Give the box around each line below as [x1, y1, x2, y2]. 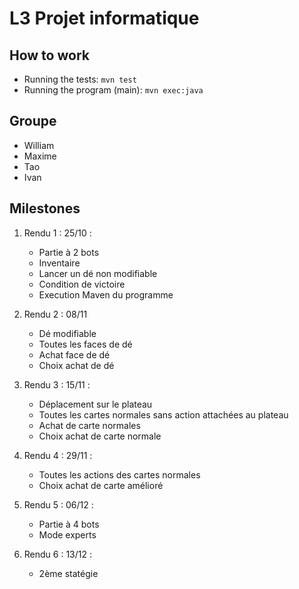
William [23, 139, 55, 151]
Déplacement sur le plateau [38, 398, 153, 410]
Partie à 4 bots [38, 518, 100, 530]
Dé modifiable [38, 327, 97, 339]
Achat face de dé [38, 348, 111, 361]
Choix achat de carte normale [38, 430, 162, 442]
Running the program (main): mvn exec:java [23, 84, 204, 96]
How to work [9, 47, 90, 64]
